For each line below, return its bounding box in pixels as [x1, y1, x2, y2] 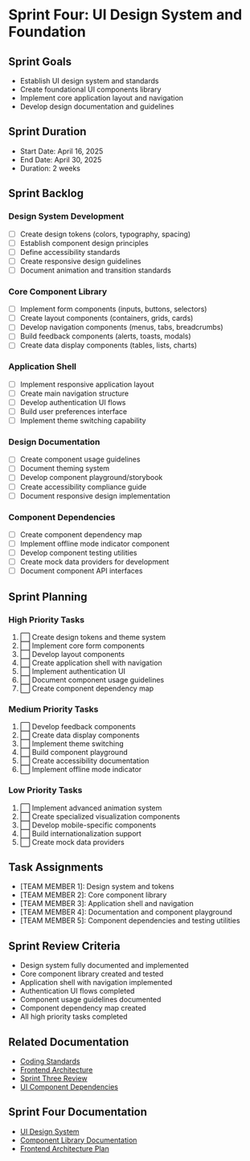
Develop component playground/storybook [19, 473, 163, 482]
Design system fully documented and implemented [19, 961, 189, 970]
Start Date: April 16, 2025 [19, 146, 104, 156]
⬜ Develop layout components [19, 649, 125, 658]
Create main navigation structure [19, 388, 129, 398]
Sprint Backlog [8, 187, 84, 200]
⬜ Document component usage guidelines [19, 675, 165, 684]
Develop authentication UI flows [19, 397, 126, 407]
